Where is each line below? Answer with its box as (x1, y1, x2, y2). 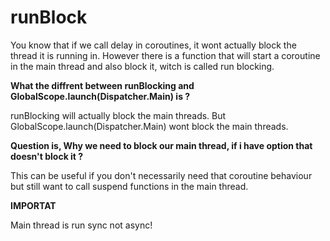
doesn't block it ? (10, 150, 84, 162)
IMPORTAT (10, 199, 57, 211)
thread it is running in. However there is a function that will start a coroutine (10, 49, 321, 61)
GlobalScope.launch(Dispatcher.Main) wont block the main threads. (10, 120, 289, 132)
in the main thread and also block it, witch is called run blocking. (10, 60, 275, 72)
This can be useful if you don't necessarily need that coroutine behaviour (10, 169, 313, 181)
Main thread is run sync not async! (10, 219, 153, 231)
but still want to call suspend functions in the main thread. (10, 180, 249, 192)
